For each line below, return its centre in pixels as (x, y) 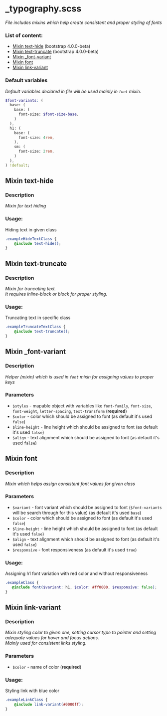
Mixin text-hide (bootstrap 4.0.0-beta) (51, 46)
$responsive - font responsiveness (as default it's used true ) (75, 549)
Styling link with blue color (32, 691)
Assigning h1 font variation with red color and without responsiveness (77, 573)
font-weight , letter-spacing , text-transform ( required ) (70, 411)
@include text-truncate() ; (42, 332)
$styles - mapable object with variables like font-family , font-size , (82, 406)
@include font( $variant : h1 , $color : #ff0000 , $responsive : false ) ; (84, 587)
